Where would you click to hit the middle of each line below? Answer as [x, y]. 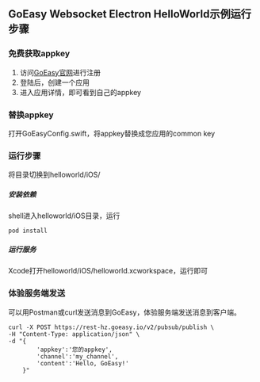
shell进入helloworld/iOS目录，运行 [64, 216]
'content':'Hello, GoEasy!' [83, 363]
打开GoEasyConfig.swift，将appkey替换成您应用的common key [112, 133]
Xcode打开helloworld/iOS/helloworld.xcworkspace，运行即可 [108, 271]
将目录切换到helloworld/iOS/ [54, 175]
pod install [28, 231]
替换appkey [31, 115]
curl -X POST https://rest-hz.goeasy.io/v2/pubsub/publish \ [111, 327]
